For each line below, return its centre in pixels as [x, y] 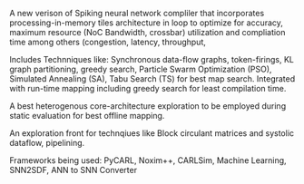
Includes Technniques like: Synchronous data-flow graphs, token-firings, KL [152, 59]
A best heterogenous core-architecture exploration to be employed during [148, 106]
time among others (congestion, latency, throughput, [108, 42]
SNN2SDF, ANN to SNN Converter [74, 170]
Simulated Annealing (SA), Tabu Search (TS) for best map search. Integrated [152, 79]
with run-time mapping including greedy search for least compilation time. [148, 88]
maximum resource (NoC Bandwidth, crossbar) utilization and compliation [147, 32]
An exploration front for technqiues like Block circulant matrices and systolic [152, 133]
